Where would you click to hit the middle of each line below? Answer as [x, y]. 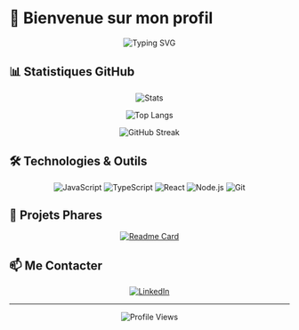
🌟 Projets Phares [56, 215]
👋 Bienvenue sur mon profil [111, 18]
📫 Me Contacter [56, 266]
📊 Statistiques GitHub [72, 72]
